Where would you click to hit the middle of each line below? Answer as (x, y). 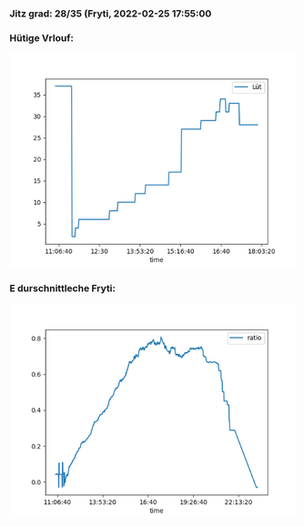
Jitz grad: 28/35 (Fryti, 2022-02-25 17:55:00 (111, 14)
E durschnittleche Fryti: (63, 288)
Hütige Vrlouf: (42, 37)
